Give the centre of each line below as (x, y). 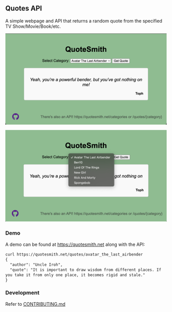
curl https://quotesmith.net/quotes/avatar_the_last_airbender (74, 254)
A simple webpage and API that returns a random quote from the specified (84, 21)
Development (23, 293)
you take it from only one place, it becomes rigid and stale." (75, 275)
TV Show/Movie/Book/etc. (33, 26)
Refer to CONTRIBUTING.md (35, 304)
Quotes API (24, 8)
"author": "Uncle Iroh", (36, 265)
